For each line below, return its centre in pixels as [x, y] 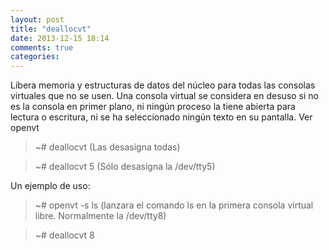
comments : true [42, 47]
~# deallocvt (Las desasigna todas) [107, 147]
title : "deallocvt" [51, 29]
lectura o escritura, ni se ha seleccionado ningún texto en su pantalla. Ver [161, 117]
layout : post [37, 19]
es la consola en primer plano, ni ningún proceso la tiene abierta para [153, 107]
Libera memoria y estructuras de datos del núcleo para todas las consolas [163, 85]
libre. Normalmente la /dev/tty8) [100, 216]
